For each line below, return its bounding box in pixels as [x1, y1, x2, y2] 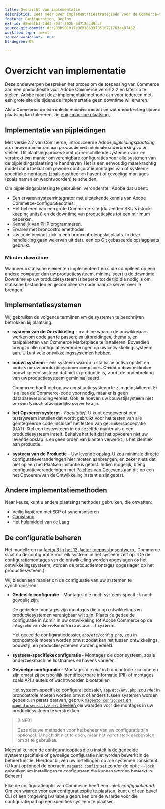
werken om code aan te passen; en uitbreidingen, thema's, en [12, 334, 137, 340]
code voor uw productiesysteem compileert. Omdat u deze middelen [12, 365, 152, 370]
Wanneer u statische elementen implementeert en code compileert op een [5, 265, 156, 271]
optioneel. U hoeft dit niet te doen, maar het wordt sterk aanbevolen [17, 732, 155, 738]
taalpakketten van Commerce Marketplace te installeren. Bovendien [12, 339, 150, 345]
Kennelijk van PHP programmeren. [12, 221, 82, 227]
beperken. [12, 216, 33, 222]
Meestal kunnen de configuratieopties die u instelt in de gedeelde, [5, 747, 139, 753]
